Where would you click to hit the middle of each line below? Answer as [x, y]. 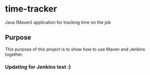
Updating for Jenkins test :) [38, 67]
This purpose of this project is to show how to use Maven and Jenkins [75, 49]
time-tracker [31, 9]
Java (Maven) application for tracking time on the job [58, 22]
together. [14, 54]
